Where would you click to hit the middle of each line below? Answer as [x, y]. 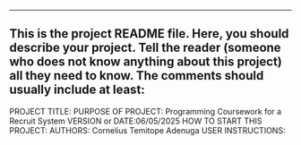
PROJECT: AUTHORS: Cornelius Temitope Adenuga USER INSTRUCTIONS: [147, 130]
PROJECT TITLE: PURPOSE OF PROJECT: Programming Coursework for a [146, 111]
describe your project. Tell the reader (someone [145, 48]
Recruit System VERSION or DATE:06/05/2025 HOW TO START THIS [136, 121]
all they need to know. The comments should [137, 76]
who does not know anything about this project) [146, 62]
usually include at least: [77, 90]
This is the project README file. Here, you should [149, 34]
